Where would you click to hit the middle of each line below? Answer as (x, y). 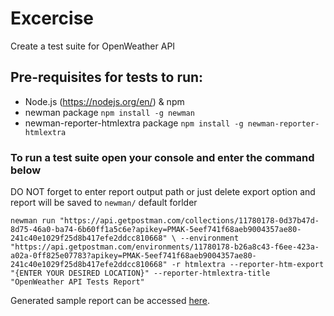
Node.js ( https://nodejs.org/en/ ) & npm (104, 101)
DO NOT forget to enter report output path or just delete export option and (163, 192)
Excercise (52, 18)
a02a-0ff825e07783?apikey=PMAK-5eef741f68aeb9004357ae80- (133, 256)
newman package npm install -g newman (109, 112)
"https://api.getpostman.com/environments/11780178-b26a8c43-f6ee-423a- (165, 247)
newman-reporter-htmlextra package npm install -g (134, 123)
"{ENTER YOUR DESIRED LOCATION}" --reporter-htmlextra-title (140, 273)
